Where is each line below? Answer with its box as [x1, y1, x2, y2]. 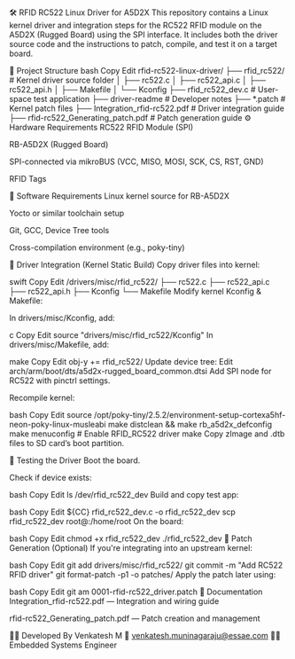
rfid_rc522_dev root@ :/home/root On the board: [9, 516, 184, 526]
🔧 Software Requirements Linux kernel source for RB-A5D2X [9, 191, 230, 201]
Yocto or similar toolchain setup [9, 208, 125, 218]
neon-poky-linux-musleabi [9, 420, 106, 429]
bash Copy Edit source [9, 410, 93, 420]
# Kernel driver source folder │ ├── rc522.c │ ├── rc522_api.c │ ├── [9, 75, 267, 85]
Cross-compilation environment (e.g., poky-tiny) [9, 242, 185, 253]
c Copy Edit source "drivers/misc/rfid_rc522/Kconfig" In [9, 330, 214, 340]
